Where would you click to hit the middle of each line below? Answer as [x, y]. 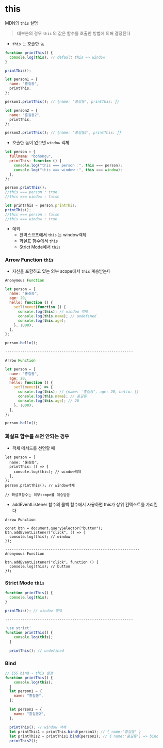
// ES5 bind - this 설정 [29, 673]
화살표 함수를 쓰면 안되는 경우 [37, 436]
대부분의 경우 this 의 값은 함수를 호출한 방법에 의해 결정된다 [73, 33]
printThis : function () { [36, 161]
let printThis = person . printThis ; [41, 205]
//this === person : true [31, 192]
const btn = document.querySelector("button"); [54, 528]
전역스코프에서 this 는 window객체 [53, 235]
